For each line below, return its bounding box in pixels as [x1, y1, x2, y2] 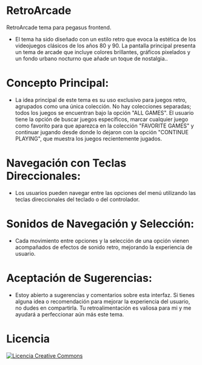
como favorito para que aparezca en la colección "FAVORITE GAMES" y [15, 122, 194, 129]
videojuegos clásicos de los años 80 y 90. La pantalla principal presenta [15, 42, 196, 49]
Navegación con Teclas [6, 156, 127, 170]
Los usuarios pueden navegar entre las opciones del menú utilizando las [15, 189, 196, 196]
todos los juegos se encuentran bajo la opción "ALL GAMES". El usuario [15, 109, 194, 116]
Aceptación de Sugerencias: [6, 271, 153, 285]
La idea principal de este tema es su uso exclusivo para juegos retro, [15, 96, 187, 103]
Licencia [6, 332, 50, 346]
